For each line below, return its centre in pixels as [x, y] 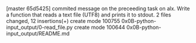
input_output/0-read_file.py [39, 27]
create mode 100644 [100, 27]
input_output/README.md [38, 34]
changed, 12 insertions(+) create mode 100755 [63, 21]
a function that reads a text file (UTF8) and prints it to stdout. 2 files [88, 15]
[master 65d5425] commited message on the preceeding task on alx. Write [98, 9]
